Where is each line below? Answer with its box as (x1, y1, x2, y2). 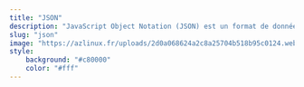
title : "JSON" (9, 13, 63, 23)
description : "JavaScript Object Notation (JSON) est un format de (9, 22, 270, 31)
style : (9, 47, 34, 56)
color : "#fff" (25, 64, 79, 73)
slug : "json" (9, 30, 59, 39)
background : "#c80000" (25, 55, 111, 64)
